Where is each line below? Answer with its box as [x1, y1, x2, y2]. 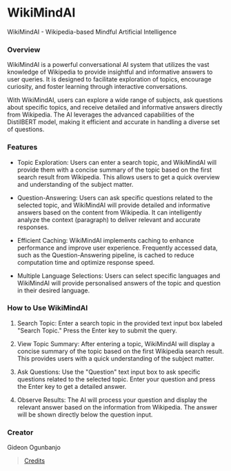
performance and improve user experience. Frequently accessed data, [17, 243, 219, 252]
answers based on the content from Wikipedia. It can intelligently [17, 208, 202, 217]
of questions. [7, 126, 45, 134]
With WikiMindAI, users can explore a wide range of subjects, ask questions [7, 96, 223, 104]
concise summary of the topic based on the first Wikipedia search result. [17, 347, 224, 355]
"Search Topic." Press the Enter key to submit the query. [17, 326, 177, 334]
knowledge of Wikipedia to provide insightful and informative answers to [7, 68, 213, 77]
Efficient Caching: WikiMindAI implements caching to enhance [17, 236, 194, 244]
